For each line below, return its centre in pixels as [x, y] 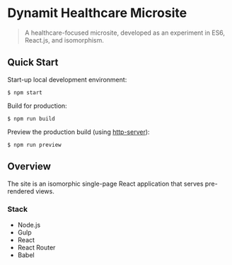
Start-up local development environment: [67, 79]
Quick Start [33, 63]
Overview [29, 167]
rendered [21, 191]
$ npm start [25, 92]
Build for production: [37, 106]
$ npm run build [31, 118]
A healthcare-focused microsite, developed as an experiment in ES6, [124, 33]
